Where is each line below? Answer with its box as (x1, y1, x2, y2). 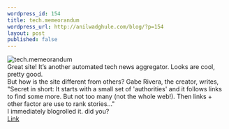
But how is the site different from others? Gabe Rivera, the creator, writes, (7, 77, 219, 86)
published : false (7, 36, 58, 43)
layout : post (7, 29, 45, 37)
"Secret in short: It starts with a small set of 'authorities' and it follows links (7, 85, 222, 93)
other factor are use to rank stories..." (7, 100, 115, 108)
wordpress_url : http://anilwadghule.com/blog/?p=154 (7, 23, 164, 30)
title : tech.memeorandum (7, 17, 80, 24)
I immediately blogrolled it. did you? (7, 107, 110, 116)
